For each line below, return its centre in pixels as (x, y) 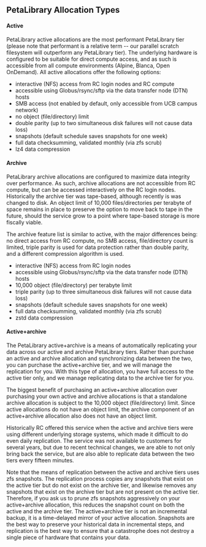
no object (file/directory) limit (52, 117)
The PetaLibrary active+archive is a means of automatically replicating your (102, 345)
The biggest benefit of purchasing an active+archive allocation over (92, 390)
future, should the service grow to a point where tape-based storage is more (103, 216)
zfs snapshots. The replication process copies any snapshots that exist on (100, 479)
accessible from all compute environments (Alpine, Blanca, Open (88, 65)
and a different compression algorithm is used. (65, 253)
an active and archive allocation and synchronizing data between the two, (100, 358)
